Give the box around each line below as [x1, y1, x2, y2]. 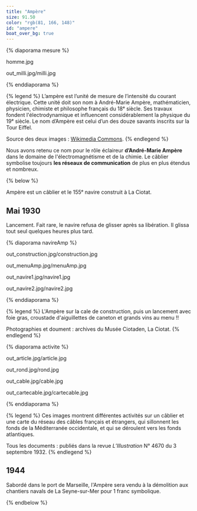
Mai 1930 [6, 206, 41, 216]
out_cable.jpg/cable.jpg [6, 377, 64, 385]
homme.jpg [6, 58, 34, 66]
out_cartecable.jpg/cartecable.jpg [6, 389, 88, 396]
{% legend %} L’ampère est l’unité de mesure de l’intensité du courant [6, 93, 176, 100]
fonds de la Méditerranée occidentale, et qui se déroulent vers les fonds [6, 424, 182, 431]
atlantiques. [6, 431, 35, 438]
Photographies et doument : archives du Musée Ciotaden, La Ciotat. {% [6, 326, 180, 333]
